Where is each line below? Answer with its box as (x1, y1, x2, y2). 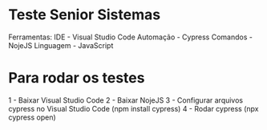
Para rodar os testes (8, 69, 145, 87)
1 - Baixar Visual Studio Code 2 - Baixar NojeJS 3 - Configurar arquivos (8, 95, 244, 105)
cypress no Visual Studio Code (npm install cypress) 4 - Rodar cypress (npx (8, 104, 259, 113)
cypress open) (8, 112, 56, 122)
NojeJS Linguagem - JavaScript (8, 40, 114, 50)
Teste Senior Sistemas (8, 6, 161, 24)
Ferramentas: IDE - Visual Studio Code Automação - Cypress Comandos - (8, 32, 253, 42)
